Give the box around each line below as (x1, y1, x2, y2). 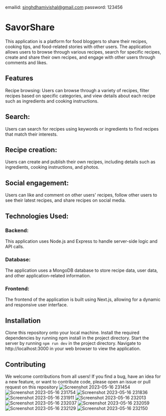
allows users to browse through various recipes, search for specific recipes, (5, 49, 161, 55)
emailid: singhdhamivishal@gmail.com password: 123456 (5, 5, 123, 10)
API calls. (5, 243, 24, 249)
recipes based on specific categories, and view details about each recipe (5, 93, 156, 99)
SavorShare (5, 22, 55, 33)
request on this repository (5, 384, 58, 390)
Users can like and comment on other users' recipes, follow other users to (5, 192, 158, 198)
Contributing (5, 360, 46, 368)
